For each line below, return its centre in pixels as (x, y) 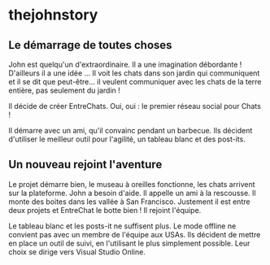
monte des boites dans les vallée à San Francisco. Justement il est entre (129, 202)
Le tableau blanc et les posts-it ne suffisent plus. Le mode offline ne (122, 226)
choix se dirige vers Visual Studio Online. (77, 252)
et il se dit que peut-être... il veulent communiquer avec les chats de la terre (135, 82)
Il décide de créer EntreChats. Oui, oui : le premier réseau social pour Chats (135, 106)
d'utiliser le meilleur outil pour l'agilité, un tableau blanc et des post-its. (127, 139)
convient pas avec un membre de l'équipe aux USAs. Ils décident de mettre (135, 234)
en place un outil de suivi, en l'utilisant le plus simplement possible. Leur (129, 243)
